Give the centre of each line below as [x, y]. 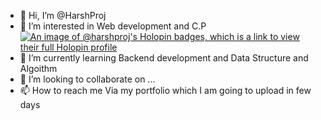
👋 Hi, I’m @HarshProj [63, 15]
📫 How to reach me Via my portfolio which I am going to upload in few [165, 90]
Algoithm [38, 68]
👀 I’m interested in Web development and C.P [113, 26]
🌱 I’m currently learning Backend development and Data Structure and [164, 58]
